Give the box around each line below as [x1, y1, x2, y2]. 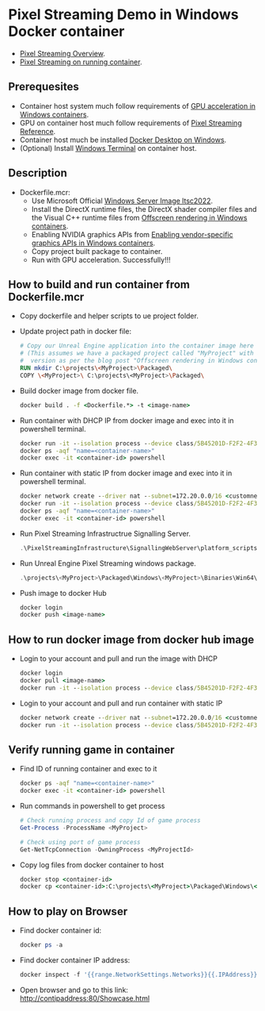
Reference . [19, 126, 56, 136]
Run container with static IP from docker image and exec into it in [19, 468, 233, 478]
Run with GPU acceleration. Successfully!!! [31, 255, 172, 264]
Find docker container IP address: [19, 955, 131, 965]
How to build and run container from [8, 278, 191, 291]
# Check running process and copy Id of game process [19, 817, 201, 825]
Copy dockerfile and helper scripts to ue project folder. [19, 311, 199, 321]
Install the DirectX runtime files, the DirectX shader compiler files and [31, 204, 257, 213]
